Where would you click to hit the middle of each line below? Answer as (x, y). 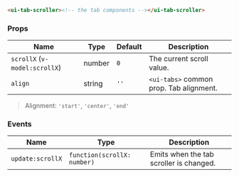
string (93, 84)
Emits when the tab (182, 154)
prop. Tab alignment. (184, 88)
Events (20, 124)
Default (129, 47)
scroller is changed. (183, 163)
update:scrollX (37, 159)
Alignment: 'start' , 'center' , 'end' (77, 106)
